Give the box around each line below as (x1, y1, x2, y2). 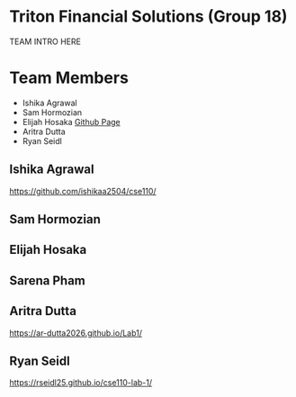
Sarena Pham (9, 273, 85, 288)
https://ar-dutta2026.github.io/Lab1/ (9, 327, 142, 338)
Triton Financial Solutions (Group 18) (9, 6, 288, 27)
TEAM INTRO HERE (9, 36, 81, 47)
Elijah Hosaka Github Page (22, 116, 121, 127)
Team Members (9, 68, 129, 88)
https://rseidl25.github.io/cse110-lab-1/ (9, 377, 153, 388)
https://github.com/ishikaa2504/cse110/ (9, 185, 157, 196)
